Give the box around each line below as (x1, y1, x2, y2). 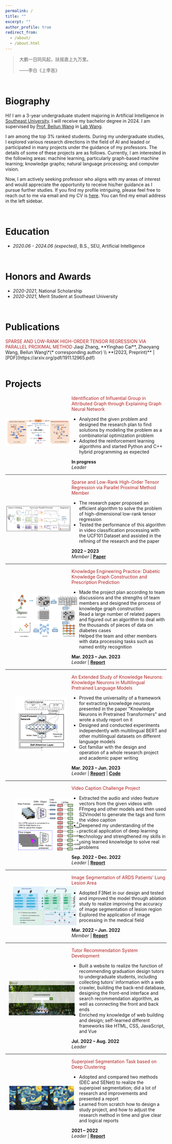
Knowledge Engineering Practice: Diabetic (71, 568, 160, 574)
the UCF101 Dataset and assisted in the (79, 532, 161, 539)
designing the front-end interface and (79, 990, 159, 996)
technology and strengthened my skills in (79, 833, 166, 839)
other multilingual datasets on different (79, 733, 161, 739)
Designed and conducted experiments (79, 722, 160, 728)
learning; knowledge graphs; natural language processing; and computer (5, 160, 159, 167)
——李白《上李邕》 (19, 67, 60, 73)
